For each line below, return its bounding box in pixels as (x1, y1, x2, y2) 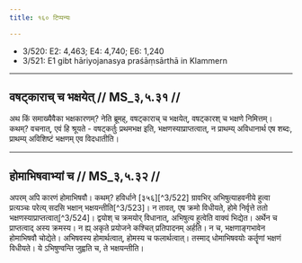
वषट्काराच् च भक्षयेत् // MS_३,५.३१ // (9, 90, 182, 105)
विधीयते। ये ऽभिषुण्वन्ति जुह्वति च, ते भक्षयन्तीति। (9, 243, 145, 254)
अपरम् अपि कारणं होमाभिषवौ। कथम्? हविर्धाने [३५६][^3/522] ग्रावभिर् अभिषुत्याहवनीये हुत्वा (9, 192, 271, 203)
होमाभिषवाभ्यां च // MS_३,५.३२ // (9, 168, 161, 184)
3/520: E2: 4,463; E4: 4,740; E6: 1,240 (22, 46, 164, 57)
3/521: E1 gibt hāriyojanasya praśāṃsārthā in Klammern (22, 55, 227, 66)
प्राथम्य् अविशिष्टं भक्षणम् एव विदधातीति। (9, 134, 120, 145)
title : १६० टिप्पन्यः (9, 13, 71, 22)
